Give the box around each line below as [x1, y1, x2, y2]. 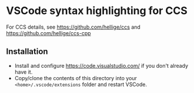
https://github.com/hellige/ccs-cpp [6, 29, 91, 36]
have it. [14, 68, 33, 75]
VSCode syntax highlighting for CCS [6, 4, 188, 18]
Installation [6, 47, 48, 57]
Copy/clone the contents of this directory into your [14, 74, 137, 81]
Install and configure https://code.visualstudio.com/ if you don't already [14, 62, 189, 69]
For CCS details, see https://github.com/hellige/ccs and [6, 23, 141, 30]
